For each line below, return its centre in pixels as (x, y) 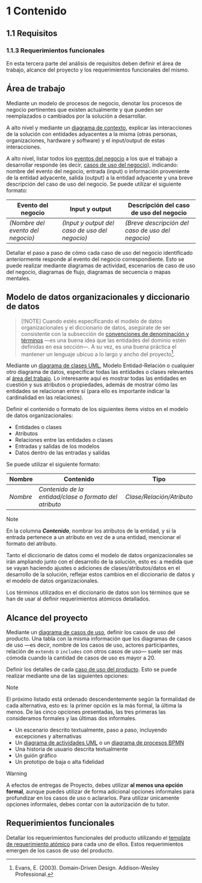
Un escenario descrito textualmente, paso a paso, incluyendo (91, 730)
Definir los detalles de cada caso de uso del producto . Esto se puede (92, 669)
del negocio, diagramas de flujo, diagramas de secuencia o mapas (89, 272)
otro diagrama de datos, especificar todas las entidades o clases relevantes (100, 372)
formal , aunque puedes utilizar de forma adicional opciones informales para (100, 791)
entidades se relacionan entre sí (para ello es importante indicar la (88, 391)
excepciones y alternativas (48, 736)
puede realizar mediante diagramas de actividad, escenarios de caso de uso (101, 265)
